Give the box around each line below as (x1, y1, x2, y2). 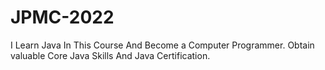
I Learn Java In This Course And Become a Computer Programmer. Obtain (10, 39, 315, 51)
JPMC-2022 (10, 6, 115, 29)
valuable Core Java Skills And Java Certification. (10, 49, 211, 61)
